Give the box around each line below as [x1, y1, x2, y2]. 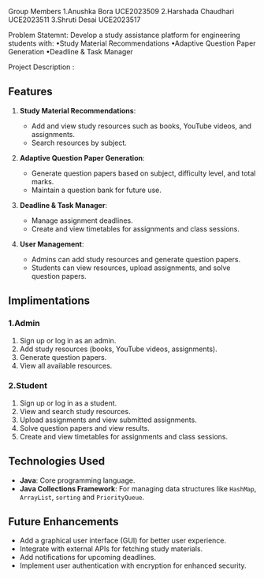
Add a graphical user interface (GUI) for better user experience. [19, 535, 227, 546]
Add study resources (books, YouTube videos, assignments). [19, 344, 218, 354]
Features [8, 85, 53, 98]
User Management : [19, 239, 84, 249]
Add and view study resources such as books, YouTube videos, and [31, 121, 252, 131]
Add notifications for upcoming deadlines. [19, 553, 156, 562]
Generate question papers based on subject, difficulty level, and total [31, 169, 256, 178]
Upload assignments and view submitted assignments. [19, 415, 197, 424]
